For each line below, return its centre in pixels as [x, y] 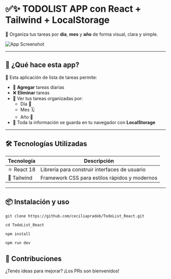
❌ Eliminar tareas [31, 92]
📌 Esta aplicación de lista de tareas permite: [51, 77]
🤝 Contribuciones [34, 259]
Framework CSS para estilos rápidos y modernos [99, 178]
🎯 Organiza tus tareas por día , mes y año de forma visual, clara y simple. [82, 34]
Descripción [99, 160]
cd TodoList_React [25, 225]
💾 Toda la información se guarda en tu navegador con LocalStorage [84, 122]
